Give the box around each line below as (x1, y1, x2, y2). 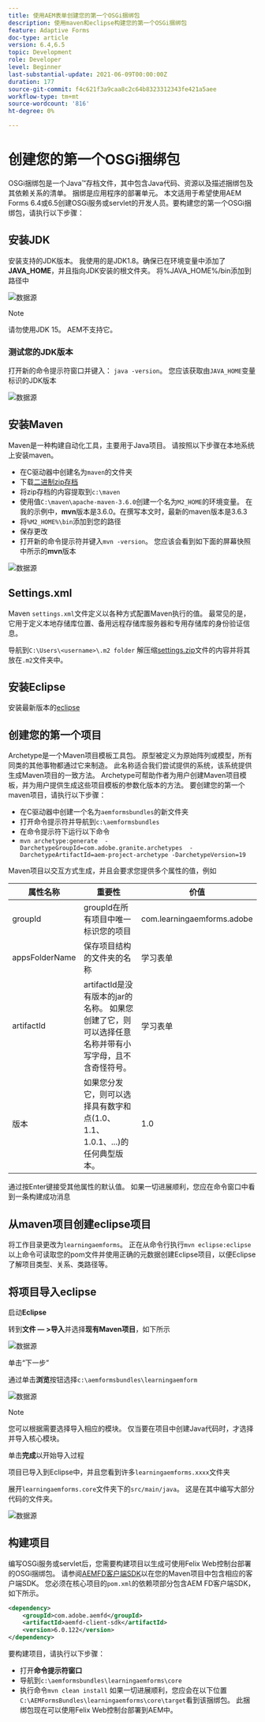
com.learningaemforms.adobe (140, 913, 253, 924)
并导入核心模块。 (8, 1433, 64, 1443)
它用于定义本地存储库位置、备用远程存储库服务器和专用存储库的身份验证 (8, 618, 243, 628)
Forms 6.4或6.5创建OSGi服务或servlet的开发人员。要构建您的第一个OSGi (8, 198, 244, 207)
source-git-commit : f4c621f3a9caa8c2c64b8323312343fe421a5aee (8, 85, 217, 93)
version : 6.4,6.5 (8, 41, 65, 49)
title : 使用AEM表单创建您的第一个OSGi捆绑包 (8, 11, 140, 20)
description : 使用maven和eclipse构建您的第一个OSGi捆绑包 (8, 19, 188, 27)
